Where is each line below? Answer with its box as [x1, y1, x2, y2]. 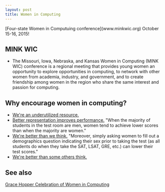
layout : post [5, 7, 32, 12]
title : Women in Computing [5, 12, 61, 17]
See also [5, 168, 32, 177]
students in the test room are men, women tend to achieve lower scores [12, 122, 159, 129]
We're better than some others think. [12, 154, 87, 160]
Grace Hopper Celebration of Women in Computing [5, 181, 110, 187]
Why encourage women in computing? [5, 98, 127, 107]
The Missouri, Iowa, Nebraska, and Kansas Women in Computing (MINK [12, 58, 159, 64]
